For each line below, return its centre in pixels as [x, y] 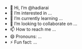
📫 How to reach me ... [33, 29]
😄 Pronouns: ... [26, 36]
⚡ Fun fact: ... [23, 42]
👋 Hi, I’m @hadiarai [29, 8]
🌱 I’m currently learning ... [36, 18]
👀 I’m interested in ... [31, 13]
